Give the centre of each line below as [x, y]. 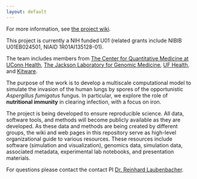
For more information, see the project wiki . [58, 29]
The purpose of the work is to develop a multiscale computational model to [99, 83]
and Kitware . [22, 71]
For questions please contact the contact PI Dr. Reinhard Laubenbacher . [95, 169]
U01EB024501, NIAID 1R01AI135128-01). [55, 47]
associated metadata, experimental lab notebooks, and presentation [90, 151]
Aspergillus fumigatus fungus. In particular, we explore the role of [87, 95]
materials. [19, 158]
